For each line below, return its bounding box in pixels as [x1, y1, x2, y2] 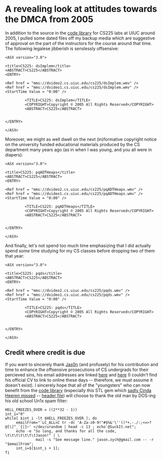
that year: [5, 253, 24, 259]
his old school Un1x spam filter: [5, 397, 68, 404]
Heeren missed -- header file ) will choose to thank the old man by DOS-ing [5, 393, 156, 398]
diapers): [5, 152, 23, 157]
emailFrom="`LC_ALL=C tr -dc [16, 420, 76, 425]
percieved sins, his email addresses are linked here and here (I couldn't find [5, 372, 157, 377]
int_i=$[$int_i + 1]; [16, 446, 60, 451]
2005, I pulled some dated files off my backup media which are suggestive [5, 35, 155, 41]
